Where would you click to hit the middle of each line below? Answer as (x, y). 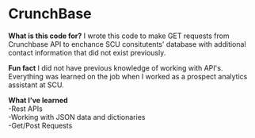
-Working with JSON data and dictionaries (77, 117)
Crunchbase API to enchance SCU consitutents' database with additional (127, 44)
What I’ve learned (38, 100)
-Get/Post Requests (40, 125)
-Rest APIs (26, 109)
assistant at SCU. (36, 85)
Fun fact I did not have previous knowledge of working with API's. (116, 67)
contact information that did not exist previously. (87, 52)
